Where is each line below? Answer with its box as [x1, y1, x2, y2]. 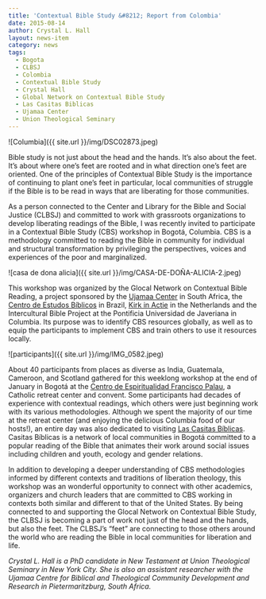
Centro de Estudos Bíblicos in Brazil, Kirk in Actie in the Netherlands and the [8, 300, 257, 309]
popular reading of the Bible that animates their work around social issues [8, 441, 250, 450]
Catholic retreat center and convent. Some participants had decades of [8, 390, 241, 399]
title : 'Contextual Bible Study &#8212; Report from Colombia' [8, 11, 222, 20]
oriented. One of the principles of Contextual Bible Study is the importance [8, 169, 253, 179]
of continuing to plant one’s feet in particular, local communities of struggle [8, 177, 253, 187]
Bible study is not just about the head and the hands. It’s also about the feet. [8, 152, 256, 161]
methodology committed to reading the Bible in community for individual [8, 235, 245, 245]
